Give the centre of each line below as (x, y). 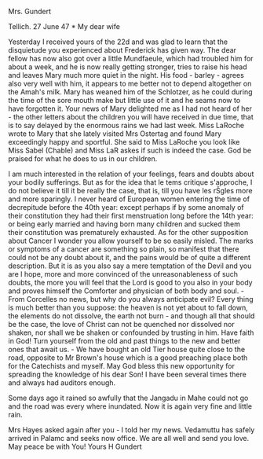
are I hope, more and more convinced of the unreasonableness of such (123, 274)
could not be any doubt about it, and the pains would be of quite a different (130, 257)
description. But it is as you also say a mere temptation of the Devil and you (130, 266)
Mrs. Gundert (30, 11)
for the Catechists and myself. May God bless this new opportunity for (122, 366)
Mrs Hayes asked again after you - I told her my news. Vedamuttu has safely (131, 430)
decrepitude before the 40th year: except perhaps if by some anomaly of (126, 207)
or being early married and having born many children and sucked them (124, 224)
